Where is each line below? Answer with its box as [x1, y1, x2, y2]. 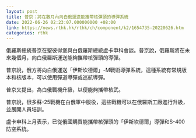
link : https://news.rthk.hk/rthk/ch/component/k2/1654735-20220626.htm [6, 24, 184, 31]
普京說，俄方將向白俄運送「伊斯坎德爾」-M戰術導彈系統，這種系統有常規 [6, 66, 182, 73]
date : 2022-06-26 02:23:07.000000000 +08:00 [6, 19, 116, 25]
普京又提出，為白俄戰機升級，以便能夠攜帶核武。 [6, 86, 124, 93]
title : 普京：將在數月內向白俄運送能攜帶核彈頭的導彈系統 [6, 14, 129, 20]
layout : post [6, 8, 38, 15]
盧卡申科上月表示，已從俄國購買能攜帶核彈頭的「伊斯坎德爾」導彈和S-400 [6, 118, 185, 125]
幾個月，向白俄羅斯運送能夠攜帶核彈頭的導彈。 [10, 54, 124, 61]
